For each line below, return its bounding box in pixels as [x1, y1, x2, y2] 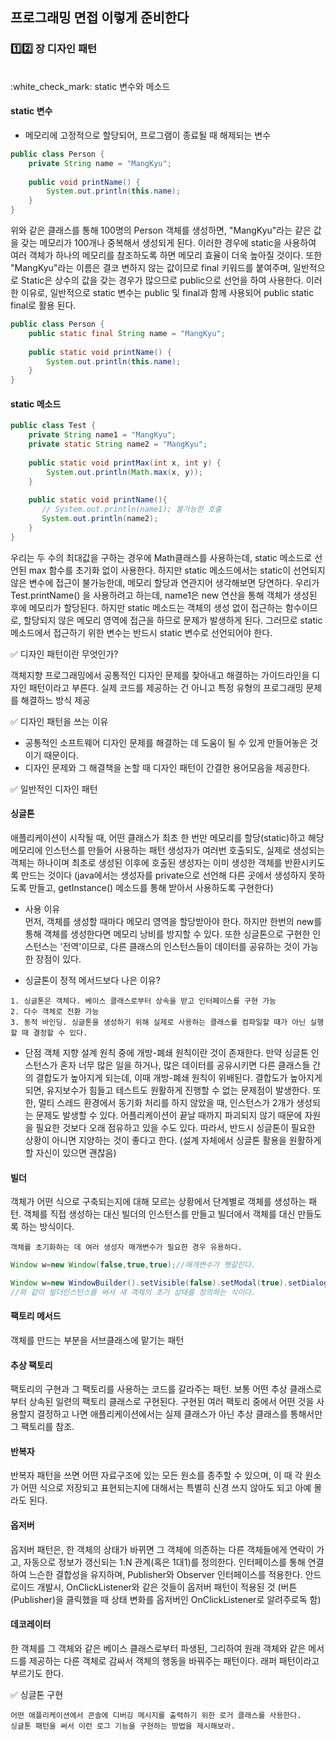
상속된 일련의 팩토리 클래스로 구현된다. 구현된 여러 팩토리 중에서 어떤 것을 [28, 1396, 315, 1408]
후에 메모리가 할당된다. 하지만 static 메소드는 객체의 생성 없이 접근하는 [10, 601, 283, 613]
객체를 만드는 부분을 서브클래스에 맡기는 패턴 [10, 1334, 185, 1346]
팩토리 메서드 [10, 1310, 62, 1322]
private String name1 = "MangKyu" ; [28, 430, 177, 440]
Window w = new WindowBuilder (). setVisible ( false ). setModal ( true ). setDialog [10, 1278, 329, 1288]
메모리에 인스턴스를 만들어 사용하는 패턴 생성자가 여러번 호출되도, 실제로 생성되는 [10, 844, 326, 856]
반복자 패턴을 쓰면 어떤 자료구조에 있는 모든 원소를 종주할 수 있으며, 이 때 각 [10, 1469, 303, 1482]
